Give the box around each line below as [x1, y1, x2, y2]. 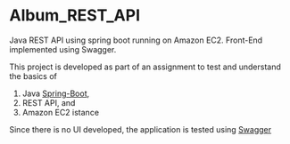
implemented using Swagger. [9, 44, 117, 54]
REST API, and [21, 97, 76, 108]
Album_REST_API [9, 5, 141, 26]
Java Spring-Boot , [21, 88, 90, 99]
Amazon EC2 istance [21, 107, 100, 117]
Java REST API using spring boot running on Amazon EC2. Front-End [9, 35, 263, 45]
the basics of [9, 70, 58, 81]
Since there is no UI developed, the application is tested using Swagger [9, 124, 272, 134]
